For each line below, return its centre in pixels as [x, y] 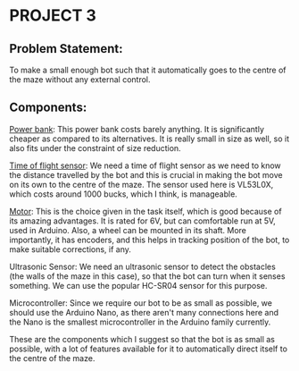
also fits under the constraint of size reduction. [95, 148]
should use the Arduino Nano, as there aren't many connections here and [144, 312]
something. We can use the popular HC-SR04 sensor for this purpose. [138, 285]
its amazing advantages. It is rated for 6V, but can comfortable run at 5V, [143, 221]
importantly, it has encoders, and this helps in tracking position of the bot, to [149, 240]
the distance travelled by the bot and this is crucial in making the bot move [146, 174]
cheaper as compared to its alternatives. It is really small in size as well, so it [149, 139]
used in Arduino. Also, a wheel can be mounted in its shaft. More [128, 230]
